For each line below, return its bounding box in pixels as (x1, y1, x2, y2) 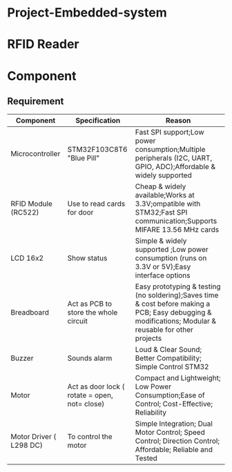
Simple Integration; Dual (135, 419, 213, 429)
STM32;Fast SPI (135, 208, 188, 217)
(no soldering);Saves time (135, 291, 219, 300)
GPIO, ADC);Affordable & (135, 162, 216, 172)
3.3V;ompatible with (135, 199, 201, 208)
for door (67, 208, 94, 217)
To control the (67, 432, 113, 442)
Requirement (7, 95, 64, 107)
